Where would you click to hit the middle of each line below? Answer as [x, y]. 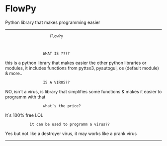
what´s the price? [62, 106]
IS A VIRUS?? [56, 82]
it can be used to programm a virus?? [70, 124]
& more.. [14, 73]
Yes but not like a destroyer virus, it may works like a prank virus [71, 133]
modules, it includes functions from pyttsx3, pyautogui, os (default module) [82, 68]
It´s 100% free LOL [24, 115]
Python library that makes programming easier [53, 22]
